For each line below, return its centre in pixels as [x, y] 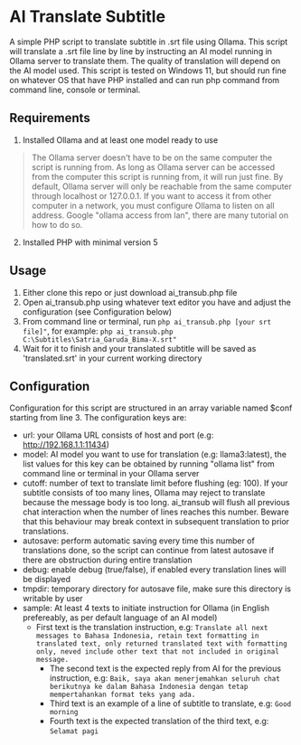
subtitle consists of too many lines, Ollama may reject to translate [144, 493]
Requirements [50, 118]
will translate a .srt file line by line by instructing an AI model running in [141, 51]
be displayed [46, 580]
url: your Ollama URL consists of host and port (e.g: [118, 435]
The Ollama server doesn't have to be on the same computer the [152, 157]
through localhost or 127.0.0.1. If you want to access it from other [151, 195]
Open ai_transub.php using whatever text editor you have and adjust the [156, 302]
